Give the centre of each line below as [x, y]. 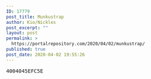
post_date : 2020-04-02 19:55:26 [45, 55]
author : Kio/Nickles [31, 22]
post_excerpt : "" [27, 28]
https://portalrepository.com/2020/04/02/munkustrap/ [78, 44]
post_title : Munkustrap [35, 17]
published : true [26, 49]
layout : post [22, 33]
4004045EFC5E [25, 71]
